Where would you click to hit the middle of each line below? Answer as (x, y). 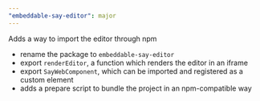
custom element (47, 79)
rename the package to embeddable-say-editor (97, 54)
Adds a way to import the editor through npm (83, 38)
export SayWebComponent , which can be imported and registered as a (131, 71)
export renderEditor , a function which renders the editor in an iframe (134, 63)
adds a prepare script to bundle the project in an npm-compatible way (136, 88)
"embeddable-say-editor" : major (62, 16)
